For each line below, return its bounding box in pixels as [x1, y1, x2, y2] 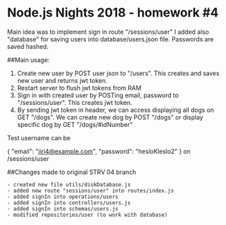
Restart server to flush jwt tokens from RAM [17, 84, 142, 92]
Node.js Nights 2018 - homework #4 [7, 5, 219, 21]
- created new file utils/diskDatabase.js [7, 181, 131, 188]
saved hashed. [7, 42, 49, 50]
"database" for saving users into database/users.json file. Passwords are [7, 35, 214, 43]
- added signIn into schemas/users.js [7, 205, 119, 212]
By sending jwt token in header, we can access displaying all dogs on [17, 106, 214, 114]
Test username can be [7, 133, 71, 142]
